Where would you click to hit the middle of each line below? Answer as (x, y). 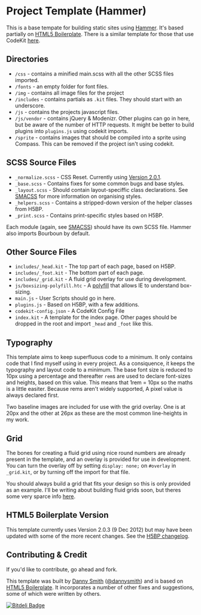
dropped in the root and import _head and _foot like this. (84, 324)
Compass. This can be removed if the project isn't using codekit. (95, 144)
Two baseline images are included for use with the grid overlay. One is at (96, 407)
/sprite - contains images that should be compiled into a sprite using (100, 137)
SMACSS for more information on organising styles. (78, 196)
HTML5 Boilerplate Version (57, 515)
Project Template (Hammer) (76, 11)
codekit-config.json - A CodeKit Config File (69, 311)
